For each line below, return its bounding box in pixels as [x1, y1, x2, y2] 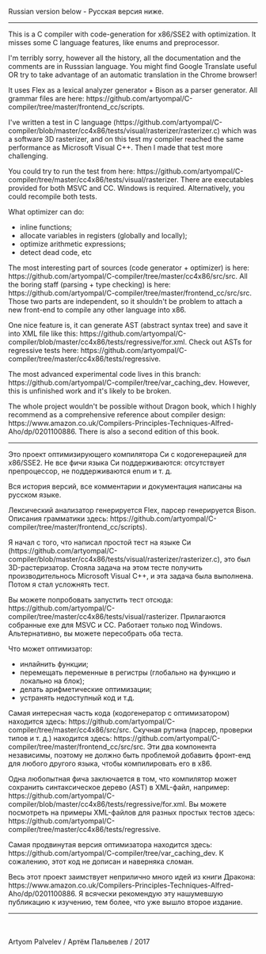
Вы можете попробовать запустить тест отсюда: [8, 595, 173, 604]
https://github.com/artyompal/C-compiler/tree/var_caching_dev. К [8, 849, 224, 857]
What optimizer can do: [8, 207, 85, 216]
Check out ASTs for [188, 337, 253, 347]
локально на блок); [19, 676, 85, 686]
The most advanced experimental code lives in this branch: [8, 370, 202, 378]
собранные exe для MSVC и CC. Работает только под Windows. [8, 621, 223, 629]
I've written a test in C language [8, 118, 112, 127]
